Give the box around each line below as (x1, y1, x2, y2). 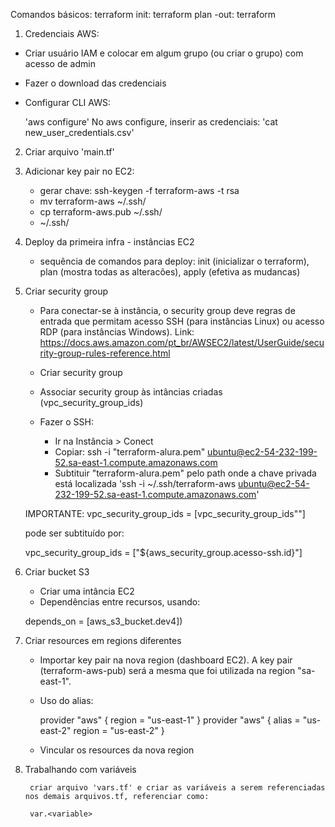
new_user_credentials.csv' (24, 127, 135, 138)
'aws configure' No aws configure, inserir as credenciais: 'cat (24, 116, 278, 128)
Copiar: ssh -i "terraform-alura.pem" (54, 446, 206, 458)
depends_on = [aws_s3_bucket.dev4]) (24, 615, 183, 627)
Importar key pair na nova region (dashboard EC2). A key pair (39, 654, 293, 666)
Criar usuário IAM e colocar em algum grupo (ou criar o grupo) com (24, 47, 304, 59)
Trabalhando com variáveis (24, 764, 137, 775)
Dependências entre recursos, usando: (39, 596, 201, 608)
